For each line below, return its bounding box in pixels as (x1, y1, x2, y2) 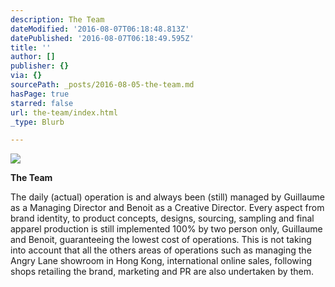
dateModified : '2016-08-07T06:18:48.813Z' (10, 24, 190, 34)
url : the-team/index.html (10, 107, 118, 118)
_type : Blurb (10, 117, 65, 127)
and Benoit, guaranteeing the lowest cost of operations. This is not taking (10, 234, 312, 246)
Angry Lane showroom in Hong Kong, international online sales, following (10, 255, 313, 267)
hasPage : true (10, 89, 70, 99)
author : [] (10, 52, 56, 62)
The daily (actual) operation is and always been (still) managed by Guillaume (10, 191, 325, 203)
